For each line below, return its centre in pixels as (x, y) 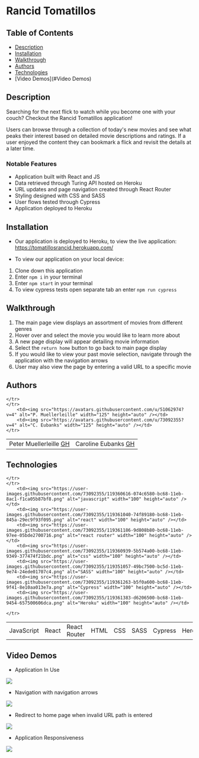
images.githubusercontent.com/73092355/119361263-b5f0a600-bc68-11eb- (95, 582)
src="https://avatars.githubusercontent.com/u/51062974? (112, 409)
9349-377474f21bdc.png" (36, 557)
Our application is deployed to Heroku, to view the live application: (96, 241)
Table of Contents (40, 33)
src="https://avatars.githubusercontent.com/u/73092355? (112, 420)
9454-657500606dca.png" (36, 603)
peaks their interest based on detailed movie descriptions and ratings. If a (96, 135)
